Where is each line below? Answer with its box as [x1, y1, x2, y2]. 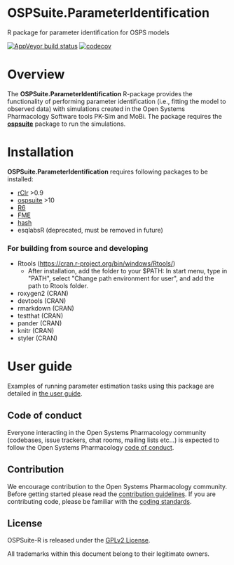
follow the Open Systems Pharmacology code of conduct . [7, 443, 174, 451]
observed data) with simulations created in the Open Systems [7, 104, 186, 113]
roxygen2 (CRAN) [17, 290, 69, 298]
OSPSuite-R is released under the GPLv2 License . [7, 536, 151, 545]
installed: [7, 174, 34, 183]
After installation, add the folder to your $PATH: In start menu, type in [27, 267, 228, 275]
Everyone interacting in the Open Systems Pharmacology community [7, 428, 207, 436]
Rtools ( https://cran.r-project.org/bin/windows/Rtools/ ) [17, 259, 176, 268]
